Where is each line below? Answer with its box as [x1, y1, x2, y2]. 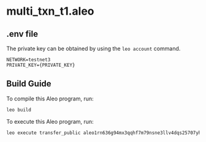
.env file [6, 29, 39, 39]
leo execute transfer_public [6, 130, 81, 136]
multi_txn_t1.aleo [6, 4, 94, 18]
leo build [6, 106, 32, 113]
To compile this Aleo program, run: [6, 95, 94, 102]
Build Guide [6, 78, 51, 89]
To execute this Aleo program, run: [6, 118, 94, 125]
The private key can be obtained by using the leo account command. [6, 45, 181, 52]
